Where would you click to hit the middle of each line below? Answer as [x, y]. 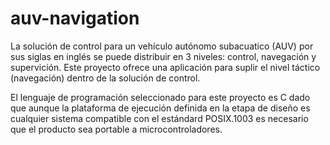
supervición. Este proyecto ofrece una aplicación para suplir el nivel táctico [165, 67]
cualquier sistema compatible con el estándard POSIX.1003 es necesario [159, 118]
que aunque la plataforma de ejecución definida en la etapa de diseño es [160, 108]
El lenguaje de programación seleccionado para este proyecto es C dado [160, 97]
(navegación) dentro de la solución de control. [105, 78]
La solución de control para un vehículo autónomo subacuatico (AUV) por [162, 46]
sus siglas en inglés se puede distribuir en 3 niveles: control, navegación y [163, 56]
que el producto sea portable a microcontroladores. [116, 129]
